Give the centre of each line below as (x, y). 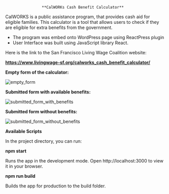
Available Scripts (24, 131)
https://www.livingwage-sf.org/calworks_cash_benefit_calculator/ (78, 62)
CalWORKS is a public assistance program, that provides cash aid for (78, 17)
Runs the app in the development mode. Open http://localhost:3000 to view (84, 161)
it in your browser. (24, 166)
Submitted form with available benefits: (48, 92)
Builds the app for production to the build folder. (55, 186)
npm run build (20, 176)
